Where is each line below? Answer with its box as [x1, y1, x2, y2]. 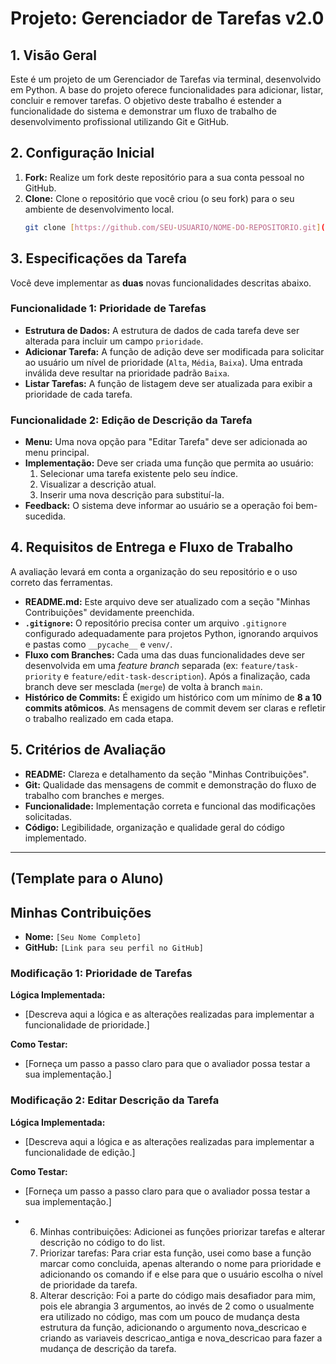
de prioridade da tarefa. [39, 1278, 138, 1291]
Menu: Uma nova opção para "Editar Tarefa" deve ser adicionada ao [24, 436, 308, 448]
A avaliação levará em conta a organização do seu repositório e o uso [10, 565, 298, 577]
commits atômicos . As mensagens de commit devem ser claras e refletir [24, 702, 327, 714]
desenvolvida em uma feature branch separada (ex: [24, 659, 239, 671]
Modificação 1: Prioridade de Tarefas [10, 966, 193, 980]
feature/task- [240, 661, 300, 671]
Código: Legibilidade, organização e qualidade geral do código [24, 821, 285, 833]
